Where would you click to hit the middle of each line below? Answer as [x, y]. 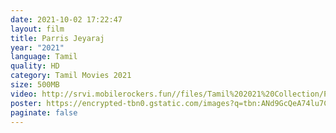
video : [24, 94]
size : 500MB [35, 85]
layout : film [37, 29]
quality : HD [35, 66]
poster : [26, 103]
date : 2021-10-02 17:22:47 [66, 19]
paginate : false [44, 112]
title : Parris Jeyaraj [57, 38]
